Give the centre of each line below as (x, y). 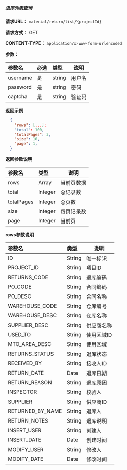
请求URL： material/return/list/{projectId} (54, 21)
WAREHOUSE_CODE (32, 306)
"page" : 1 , (26, 144)
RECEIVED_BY (25, 363)
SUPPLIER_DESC (28, 325)
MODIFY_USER (26, 450)
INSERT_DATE (25, 440)
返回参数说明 (19, 159)
